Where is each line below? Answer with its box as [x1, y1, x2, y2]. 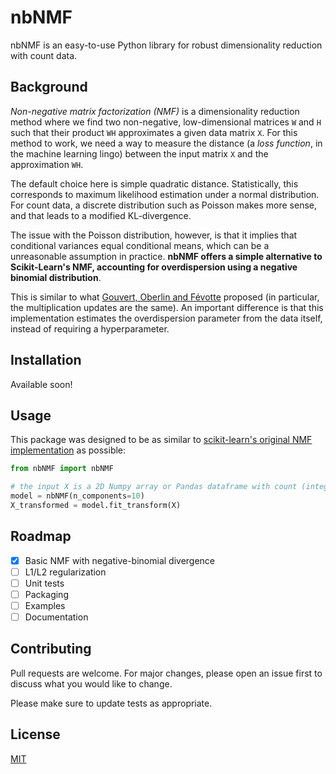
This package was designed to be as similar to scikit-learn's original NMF [10, 434, 313, 446]
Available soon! [10, 378, 73, 390]
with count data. [10, 49, 78, 61]
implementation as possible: [10, 444, 127, 456]
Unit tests [24, 577, 65, 589]
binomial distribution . [10, 271, 102, 283]
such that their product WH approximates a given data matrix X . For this [10, 126, 298, 138]
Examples [24, 599, 66, 611]
